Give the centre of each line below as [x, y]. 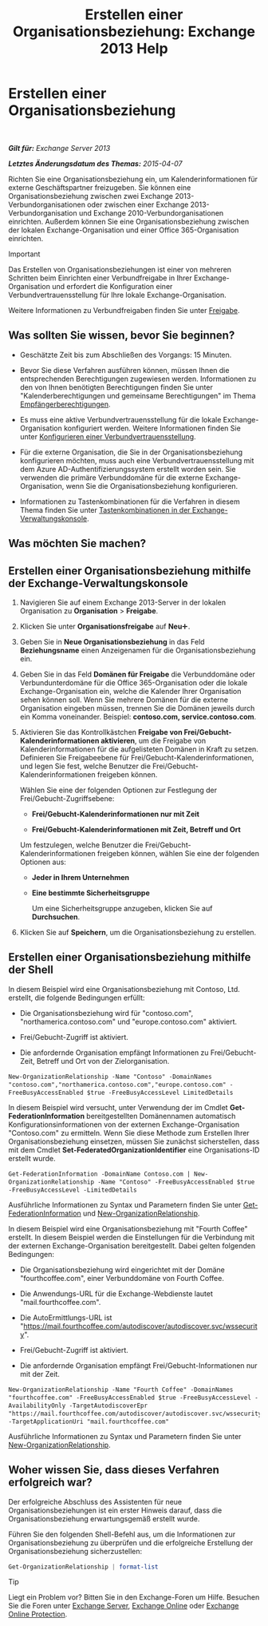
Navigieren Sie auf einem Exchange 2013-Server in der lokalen [123, 602]
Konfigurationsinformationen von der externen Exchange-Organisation [124, 1124]
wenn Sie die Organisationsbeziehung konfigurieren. [152, 486]
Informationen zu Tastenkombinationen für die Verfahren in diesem [130, 502]
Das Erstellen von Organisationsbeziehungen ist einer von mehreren [120, 269]
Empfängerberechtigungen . [65, 404]
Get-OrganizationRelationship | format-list [83, 1567]
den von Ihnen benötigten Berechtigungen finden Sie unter [116, 387]
